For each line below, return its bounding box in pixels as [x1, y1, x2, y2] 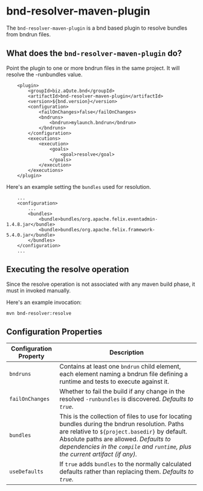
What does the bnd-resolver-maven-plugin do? [6, 48, 182, 59]
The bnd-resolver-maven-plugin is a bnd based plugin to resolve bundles [6, 24, 187, 31]
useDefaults [9, 468, 44, 475]
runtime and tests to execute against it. [59, 377, 170, 386]
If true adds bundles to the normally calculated [59, 460, 192, 469]
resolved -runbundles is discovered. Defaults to [59, 395, 194, 403]
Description [109, 348, 144, 357]
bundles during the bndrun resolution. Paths [59, 420, 184, 428]
